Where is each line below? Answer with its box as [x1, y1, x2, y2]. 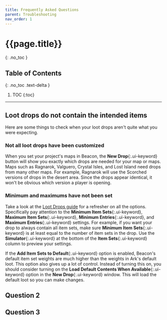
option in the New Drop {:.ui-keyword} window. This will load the [25, 271, 157, 277]
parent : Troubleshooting [5, 12, 57, 17]
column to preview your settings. [5, 240, 73, 247]
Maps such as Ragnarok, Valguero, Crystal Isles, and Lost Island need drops [5, 164, 161, 170]
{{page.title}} [5, 38, 62, 49]
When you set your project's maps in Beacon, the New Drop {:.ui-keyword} [5, 153, 158, 160]
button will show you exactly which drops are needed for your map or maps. [5, 159, 161, 164]
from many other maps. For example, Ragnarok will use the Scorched [5, 169, 147, 175]
